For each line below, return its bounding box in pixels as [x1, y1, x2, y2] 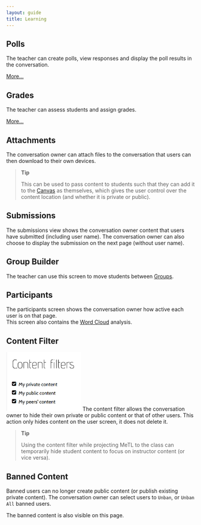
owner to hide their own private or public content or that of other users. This [6, 412, 194, 419]
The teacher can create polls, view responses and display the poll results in [6, 55, 192, 62]
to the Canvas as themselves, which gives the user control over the [20, 186, 187, 194]
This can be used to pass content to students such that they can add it [20, 180, 195, 188]
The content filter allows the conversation [82, 405, 185, 413]
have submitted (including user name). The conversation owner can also [6, 233, 185, 240]
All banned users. [6, 500, 51, 508]
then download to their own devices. [6, 157, 96, 164]
